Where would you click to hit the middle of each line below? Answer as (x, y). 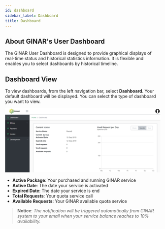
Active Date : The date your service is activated (60, 185)
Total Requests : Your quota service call (52, 196)
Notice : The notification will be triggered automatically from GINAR (85, 211)
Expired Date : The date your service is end (56, 191)
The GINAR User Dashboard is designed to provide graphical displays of (78, 53)
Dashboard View (31, 79)
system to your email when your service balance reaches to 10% (83, 216)
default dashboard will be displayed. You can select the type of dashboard (81, 96)
